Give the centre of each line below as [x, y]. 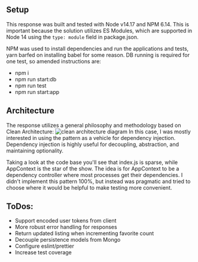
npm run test [31, 86]
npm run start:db [36, 79]
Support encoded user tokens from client [66, 221]
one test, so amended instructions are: [54, 61]
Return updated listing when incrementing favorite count [84, 233]
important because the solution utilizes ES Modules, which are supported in [99, 31]
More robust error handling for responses [66, 227]
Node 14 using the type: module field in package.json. [72, 37]
